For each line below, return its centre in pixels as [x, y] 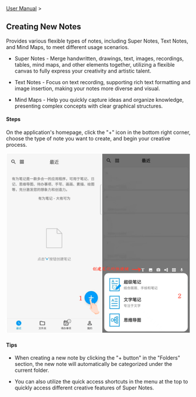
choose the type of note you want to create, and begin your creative [88, 139]
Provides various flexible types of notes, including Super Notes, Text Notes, [97, 41]
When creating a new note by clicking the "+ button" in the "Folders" [97, 358]
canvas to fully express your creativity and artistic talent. [83, 71]
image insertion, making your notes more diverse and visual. [87, 88]
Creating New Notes [44, 27]
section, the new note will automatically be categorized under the [93, 364]
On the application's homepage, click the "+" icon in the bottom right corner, [98, 132]
